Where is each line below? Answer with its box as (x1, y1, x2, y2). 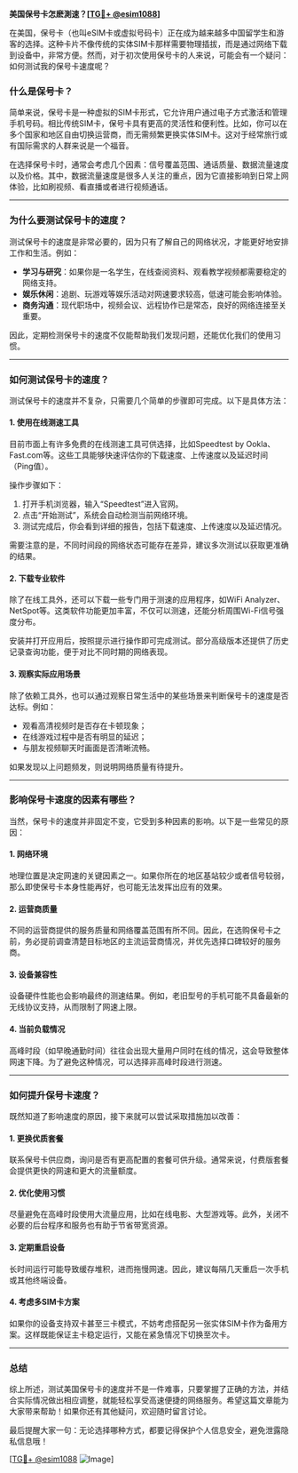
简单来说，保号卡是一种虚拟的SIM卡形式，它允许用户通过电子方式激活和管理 (9, 107, 288, 118)
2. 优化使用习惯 (9, 1187, 66, 1198)
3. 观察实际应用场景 (9, 668, 82, 679)
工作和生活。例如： (9, 247, 80, 258)
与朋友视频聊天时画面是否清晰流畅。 (21, 742, 155, 753)
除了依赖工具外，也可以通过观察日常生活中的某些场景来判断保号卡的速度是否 (9, 690, 289, 700)
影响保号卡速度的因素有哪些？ (9, 794, 137, 806)
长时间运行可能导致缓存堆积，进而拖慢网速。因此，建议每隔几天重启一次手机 (9, 1263, 289, 1274)
